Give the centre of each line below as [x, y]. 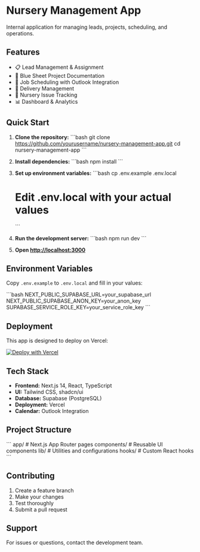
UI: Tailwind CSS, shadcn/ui [49, 392]
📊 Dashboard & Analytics [46, 101]
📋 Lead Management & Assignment [59, 67]
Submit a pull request [41, 509]
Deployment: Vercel [40, 405]
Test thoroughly [34, 503]
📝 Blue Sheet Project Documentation [60, 76]
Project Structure [39, 430]
